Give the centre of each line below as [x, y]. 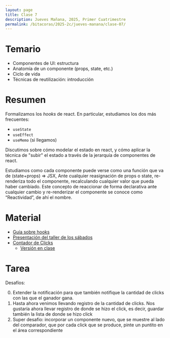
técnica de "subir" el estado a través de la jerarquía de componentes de [80, 155]
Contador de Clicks [33, 243]
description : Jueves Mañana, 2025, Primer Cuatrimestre [65, 19]
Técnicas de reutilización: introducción [53, 80]
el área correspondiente [38, 330]
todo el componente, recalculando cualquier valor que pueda [90, 181]
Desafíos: [15, 283]
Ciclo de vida [26, 74]
